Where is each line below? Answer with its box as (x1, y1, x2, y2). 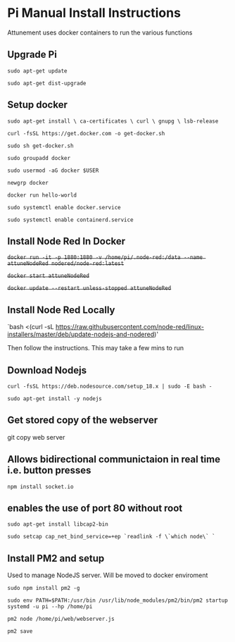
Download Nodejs (7, 364, 87, 376)
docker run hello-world (7, 192, 77, 199)
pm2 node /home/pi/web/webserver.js (7, 615, 115, 623)
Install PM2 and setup (7, 552, 105, 564)
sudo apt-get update (7, 67, 68, 75)
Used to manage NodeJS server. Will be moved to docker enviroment (7, 571, 208, 579)
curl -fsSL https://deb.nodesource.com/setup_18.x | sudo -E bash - (7, 383, 212, 390)
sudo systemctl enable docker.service (7, 204, 121, 211)
